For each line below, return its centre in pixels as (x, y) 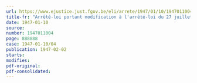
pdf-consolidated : (28, 71)
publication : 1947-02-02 (36, 50)
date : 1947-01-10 (27, 22)
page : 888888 (22, 39)
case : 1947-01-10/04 (31, 44)
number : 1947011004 (30, 33)
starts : (16, 55)
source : (16, 28)
